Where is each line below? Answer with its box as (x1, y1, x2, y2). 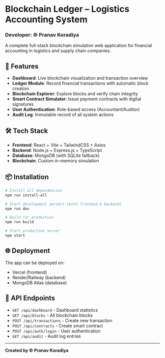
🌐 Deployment (5, 247, 50, 255)
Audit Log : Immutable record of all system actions (12, 112, 114, 118)
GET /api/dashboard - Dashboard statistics (12, 307, 98, 313)
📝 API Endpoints (5, 294, 55, 302)
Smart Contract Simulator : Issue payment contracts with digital (12, 96, 141, 102)
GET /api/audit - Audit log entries (12, 333, 81, 339)
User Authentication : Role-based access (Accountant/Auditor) (12, 107, 140, 113)
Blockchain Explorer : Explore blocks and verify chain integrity (12, 91, 138, 97)
